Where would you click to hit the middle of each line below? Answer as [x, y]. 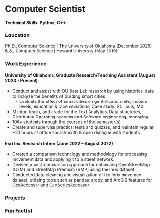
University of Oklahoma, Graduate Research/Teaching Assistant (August [80, 75]
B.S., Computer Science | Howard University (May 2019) [61, 51]
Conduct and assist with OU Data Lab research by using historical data [83, 91]
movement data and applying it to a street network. [63, 159]
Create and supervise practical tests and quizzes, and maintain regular [83, 127]
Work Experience [26, 63]
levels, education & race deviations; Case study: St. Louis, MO [81, 107]
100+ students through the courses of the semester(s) [66, 122]
